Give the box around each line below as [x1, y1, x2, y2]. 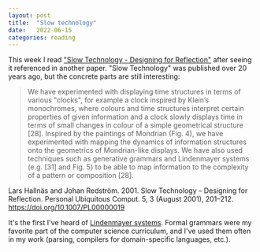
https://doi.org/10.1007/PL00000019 [8, 202, 125, 213]
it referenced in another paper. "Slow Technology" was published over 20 [8, 64, 247, 73]
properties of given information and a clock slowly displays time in [27, 112, 243, 122]
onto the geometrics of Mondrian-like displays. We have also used [27, 146, 243, 155]
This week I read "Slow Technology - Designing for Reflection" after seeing [8, 55, 252, 65]
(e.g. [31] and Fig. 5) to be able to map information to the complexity [27, 162, 249, 172]
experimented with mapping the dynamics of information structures [27, 137, 247, 146]
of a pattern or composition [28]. [27, 171, 134, 180]
